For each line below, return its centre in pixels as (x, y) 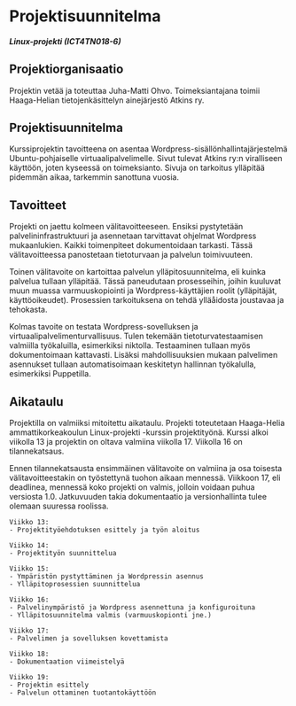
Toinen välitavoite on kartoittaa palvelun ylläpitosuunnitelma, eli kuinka (137, 272)
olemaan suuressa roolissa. (59, 506)
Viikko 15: (29, 569)
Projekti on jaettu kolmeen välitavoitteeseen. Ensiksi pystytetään (126, 227)
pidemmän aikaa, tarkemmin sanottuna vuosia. (94, 177)
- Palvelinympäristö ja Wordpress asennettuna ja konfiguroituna (132, 608)
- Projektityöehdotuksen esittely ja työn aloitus (105, 530)
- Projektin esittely (49, 685)
